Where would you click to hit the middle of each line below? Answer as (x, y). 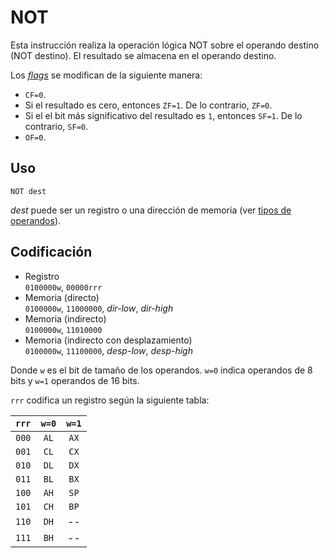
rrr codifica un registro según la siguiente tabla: (110, 400)
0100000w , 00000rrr (63, 287)
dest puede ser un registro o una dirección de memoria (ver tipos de (151, 210)
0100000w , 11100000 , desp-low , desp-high (108, 350)
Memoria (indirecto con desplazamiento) (108, 340)
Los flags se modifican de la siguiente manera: (106, 75)
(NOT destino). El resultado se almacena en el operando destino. (143, 55)
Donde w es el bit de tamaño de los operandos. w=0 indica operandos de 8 (161, 370)
